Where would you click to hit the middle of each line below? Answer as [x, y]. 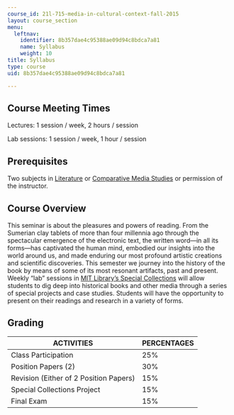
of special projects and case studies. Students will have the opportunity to [116, 293]
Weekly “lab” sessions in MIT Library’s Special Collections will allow [106, 278]
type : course [27, 67]
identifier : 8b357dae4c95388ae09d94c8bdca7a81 [90, 40]
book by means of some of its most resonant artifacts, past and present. [113, 270]
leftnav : [27, 34]
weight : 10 [36, 54]
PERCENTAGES [168, 343]
